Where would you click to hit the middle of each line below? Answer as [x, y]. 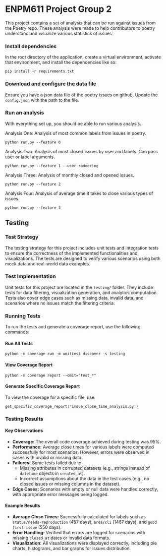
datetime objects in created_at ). [52, 473]
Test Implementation [30, 276]
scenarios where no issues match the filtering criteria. [60, 303]
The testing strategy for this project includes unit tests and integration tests [82, 248]
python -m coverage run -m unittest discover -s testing [65, 354]
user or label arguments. [30, 157]
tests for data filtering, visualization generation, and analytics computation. [82, 292]
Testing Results [24, 419]
